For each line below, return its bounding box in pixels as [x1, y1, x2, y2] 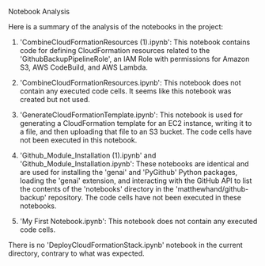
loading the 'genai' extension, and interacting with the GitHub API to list [19, 176, 252, 185]
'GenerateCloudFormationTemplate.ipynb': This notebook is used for [19, 110, 244, 120]
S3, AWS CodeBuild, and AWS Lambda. [19, 63, 149, 72]
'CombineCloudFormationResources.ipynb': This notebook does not [19, 78, 241, 87]
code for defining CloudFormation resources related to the [19, 46, 210, 55]
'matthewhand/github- [175, 184, 249, 193]
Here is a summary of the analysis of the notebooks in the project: [8, 22, 224, 31]
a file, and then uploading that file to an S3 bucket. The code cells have [19, 127, 252, 136]
